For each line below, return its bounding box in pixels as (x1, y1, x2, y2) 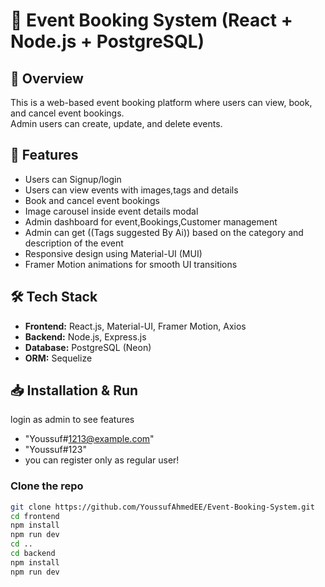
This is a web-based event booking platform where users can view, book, (10, 97, 313, 108)
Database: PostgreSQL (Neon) (24, 341, 152, 353)
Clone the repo (10, 479, 84, 493)
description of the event (24, 237, 124, 249)
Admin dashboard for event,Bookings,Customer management (24, 215, 278, 228)
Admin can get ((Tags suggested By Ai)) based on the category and (24, 226, 304, 238)
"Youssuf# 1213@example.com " (24, 433, 155, 445)
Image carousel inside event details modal (24, 205, 199, 217)
